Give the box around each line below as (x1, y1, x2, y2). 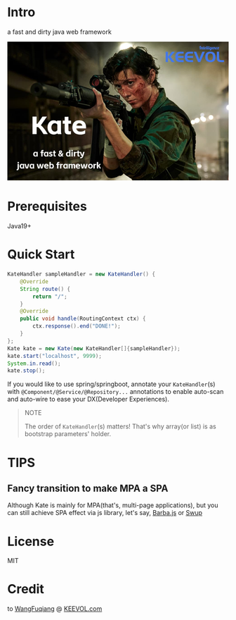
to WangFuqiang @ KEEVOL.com (7, 604, 103, 613)
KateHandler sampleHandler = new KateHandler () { (7, 271, 156, 278)
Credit (7, 581, 44, 597)
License (7, 533, 55, 550)
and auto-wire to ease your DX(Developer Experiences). (7, 395, 170, 404)
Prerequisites (7, 199, 88, 215)
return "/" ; (32, 293, 68, 300)
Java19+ (7, 222, 32, 230)
